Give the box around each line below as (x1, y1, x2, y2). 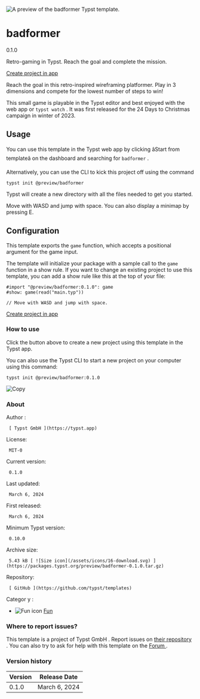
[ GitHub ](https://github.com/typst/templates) (8, 585, 133, 591)
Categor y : (6, 596, 34, 603)
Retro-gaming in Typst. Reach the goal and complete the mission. (6, 58, 167, 65)
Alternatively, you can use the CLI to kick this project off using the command (6, 168, 194, 175)
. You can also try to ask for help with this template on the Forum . (6, 642, 168, 649)
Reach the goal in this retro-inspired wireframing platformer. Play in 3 (6, 81, 176, 88)
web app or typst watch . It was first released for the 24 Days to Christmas (6, 105, 190, 113)
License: (6, 436, 27, 443)
